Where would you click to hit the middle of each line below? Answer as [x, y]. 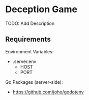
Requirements [28, 39]
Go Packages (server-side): [34, 82]
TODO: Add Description [30, 23]
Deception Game [41, 9]
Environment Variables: [29, 51]
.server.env [24, 61]
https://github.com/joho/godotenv [48, 92]
